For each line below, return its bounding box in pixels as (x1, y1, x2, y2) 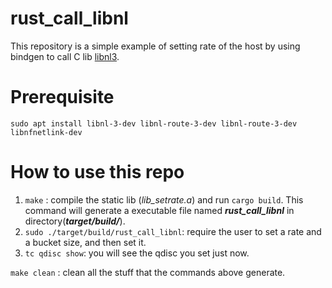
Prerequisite (10, 86, 115, 109)
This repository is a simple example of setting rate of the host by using (10, 40, 301, 52)
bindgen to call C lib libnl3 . (10, 50, 120, 62)
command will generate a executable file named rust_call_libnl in (24, 204, 295, 216)
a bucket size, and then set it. (24, 236, 147, 248)
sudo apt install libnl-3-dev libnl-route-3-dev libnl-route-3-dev (10, 118, 298, 129)
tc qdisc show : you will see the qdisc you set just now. (24, 247, 250, 259)
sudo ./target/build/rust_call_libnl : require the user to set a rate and (24, 225, 322, 237)
